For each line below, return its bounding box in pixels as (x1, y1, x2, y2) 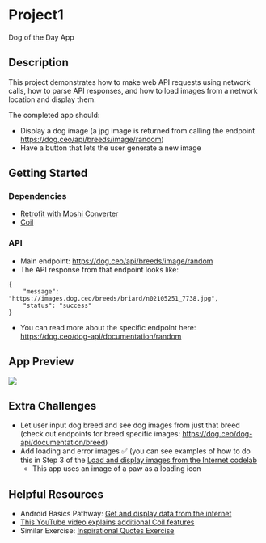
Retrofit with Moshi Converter (19, 208, 119, 219)
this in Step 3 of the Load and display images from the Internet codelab (19, 455, 257, 465)
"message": (23, 287, 60, 296)
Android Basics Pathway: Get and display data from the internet (19, 509, 232, 519)
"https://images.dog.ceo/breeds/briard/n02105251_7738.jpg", (8, 294, 219, 302)
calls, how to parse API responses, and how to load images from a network (8, 86, 258, 95)
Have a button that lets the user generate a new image (19, 143, 201, 153)
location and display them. (8, 95, 97, 104)
